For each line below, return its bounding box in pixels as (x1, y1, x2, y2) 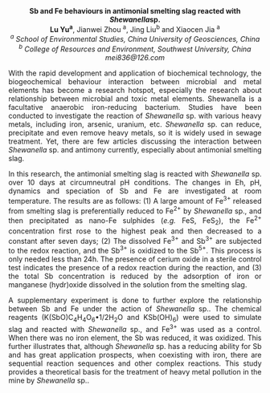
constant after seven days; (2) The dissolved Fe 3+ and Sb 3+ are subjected (8, 234, 263, 245)
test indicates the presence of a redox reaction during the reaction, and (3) (8, 263, 262, 273)
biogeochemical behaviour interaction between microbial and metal (8, 76, 262, 86)
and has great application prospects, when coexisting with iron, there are (8, 350, 262, 359)
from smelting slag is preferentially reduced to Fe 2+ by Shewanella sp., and (8, 205, 263, 216)
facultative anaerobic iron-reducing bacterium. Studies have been (8, 102, 262, 111)
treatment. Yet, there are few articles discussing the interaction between (8, 136, 262, 146)
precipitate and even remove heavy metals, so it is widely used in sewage (8, 128, 262, 137)
